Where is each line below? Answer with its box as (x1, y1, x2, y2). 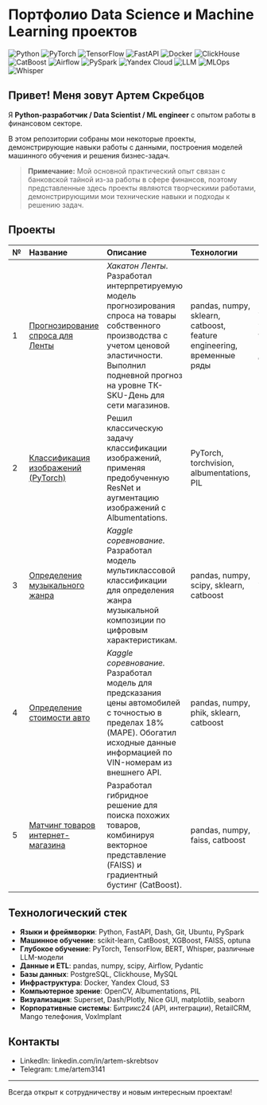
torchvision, (190, 457, 234, 468)
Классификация (29, 452, 91, 463)
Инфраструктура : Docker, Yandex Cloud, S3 (19, 978, 170, 988)
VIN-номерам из (106, 756, 172, 767)
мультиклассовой (106, 564, 176, 576)
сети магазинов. (106, 400, 171, 411)
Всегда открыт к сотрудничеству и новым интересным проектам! (8, 1087, 233, 1097)
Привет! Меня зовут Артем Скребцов (8, 89, 205, 103)
